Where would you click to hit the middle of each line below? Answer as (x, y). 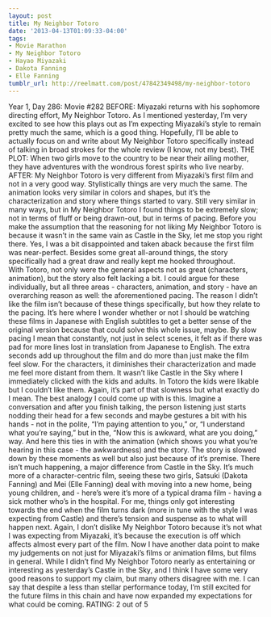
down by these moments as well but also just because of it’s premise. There (134, 458)
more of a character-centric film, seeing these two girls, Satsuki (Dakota (128, 475)
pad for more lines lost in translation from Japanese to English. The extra (129, 346)
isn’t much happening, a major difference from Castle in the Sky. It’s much (131, 467)
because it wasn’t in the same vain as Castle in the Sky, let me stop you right (135, 235)
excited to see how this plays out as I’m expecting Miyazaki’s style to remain (135, 124)
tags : (17, 38)
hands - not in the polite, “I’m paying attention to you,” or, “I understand (127, 424)
